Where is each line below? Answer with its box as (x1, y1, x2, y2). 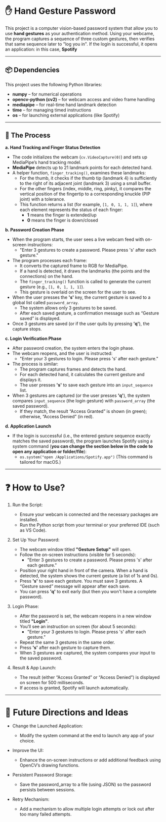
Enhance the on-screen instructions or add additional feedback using (19, 757, 161, 763)
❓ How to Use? (5, 482, 65, 493)
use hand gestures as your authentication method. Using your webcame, (5, 30, 155, 36)
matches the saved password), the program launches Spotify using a (12, 438, 153, 444)
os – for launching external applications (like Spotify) (12, 112, 120, 118)
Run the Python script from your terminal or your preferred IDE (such (19, 522, 160, 528)
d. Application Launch (5, 423, 51, 429)
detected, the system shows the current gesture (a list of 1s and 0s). (19, 572, 159, 579)
